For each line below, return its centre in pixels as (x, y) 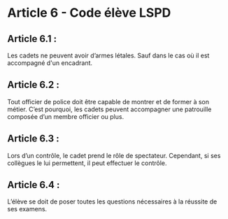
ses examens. (27, 209)
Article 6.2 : (33, 85)
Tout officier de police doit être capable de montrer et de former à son (108, 101)
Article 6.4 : (34, 185)
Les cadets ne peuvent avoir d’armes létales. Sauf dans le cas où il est (108, 55)
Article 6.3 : (33, 139)
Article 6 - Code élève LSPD (89, 13)
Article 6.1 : (32, 39)
